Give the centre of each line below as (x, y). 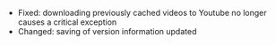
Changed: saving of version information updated (107, 31)
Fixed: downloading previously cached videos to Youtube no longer (142, 13)
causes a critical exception (67, 22)
